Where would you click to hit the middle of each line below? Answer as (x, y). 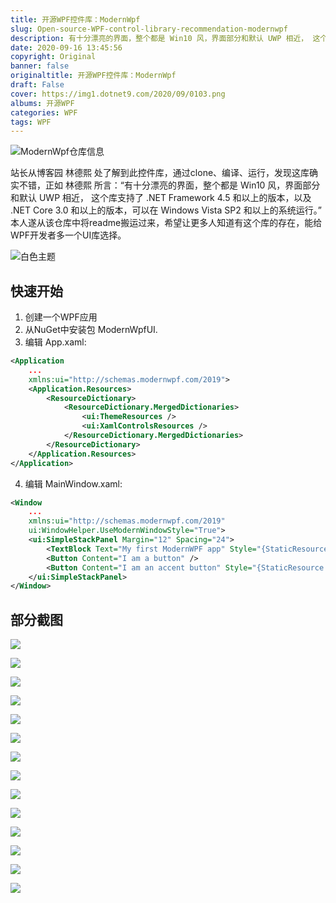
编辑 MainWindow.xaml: (73, 483)
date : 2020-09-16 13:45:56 (66, 47)
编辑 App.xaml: (55, 342)
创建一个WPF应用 (61, 317)
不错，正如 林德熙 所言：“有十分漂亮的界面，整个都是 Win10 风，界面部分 (169, 185)
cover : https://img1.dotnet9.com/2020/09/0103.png (118, 94)
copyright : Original (53, 57)
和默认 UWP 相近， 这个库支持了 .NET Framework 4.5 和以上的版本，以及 (161, 198)
